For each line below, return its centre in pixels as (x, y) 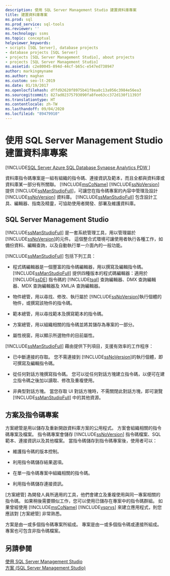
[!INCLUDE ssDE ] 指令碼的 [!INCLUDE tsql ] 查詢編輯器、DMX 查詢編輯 (84, 279)
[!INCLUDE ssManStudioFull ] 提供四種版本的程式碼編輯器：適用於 (80, 273)
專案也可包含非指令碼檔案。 (34, 531)
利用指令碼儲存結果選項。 (39, 462)
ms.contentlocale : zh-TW (31, 105)
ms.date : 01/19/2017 (27, 85)
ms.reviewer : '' (22, 29)
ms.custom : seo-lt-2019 (30, 81)
